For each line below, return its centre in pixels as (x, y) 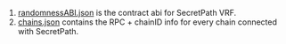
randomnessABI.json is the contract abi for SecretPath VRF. (127, 13)
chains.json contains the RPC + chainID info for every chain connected (147, 22)
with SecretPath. (48, 31)
